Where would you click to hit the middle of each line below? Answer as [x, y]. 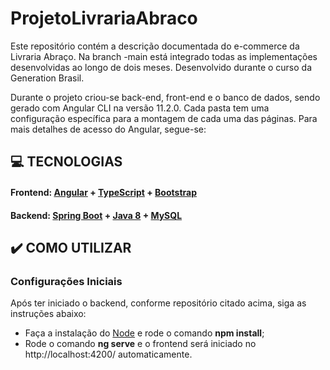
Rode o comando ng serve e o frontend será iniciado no [140, 344]
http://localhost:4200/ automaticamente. [108, 354]
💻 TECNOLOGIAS [66, 162]
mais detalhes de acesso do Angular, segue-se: [108, 129]
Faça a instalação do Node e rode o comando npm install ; [144, 333]
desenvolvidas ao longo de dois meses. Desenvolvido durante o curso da [161, 67]
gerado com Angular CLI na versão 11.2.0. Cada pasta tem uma [140, 108]
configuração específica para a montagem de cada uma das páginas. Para [164, 118]
